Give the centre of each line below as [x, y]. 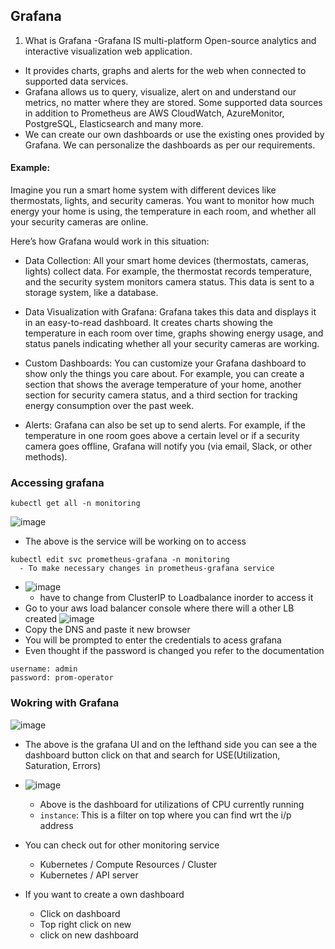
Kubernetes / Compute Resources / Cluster [128, 864]
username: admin [44, 669]
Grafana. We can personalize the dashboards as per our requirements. [170, 145]
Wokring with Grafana [65, 703]
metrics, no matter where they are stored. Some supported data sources [173, 102]
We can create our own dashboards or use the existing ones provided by [174, 134]
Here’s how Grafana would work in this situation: [110, 241]
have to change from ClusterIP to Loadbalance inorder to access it [176, 598]
